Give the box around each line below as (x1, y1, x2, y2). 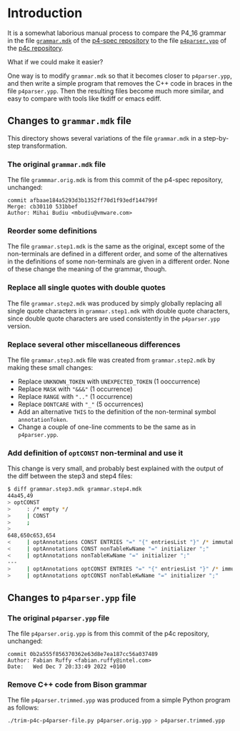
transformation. (21, 141, 68, 150)
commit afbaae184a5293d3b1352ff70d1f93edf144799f (7, 197, 159, 204)
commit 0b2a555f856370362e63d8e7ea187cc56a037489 (7, 651, 159, 658)
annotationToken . (17, 415, 69, 423)
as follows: (7, 703, 39, 712)
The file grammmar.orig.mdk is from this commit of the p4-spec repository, (7, 176, 224, 184)
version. (7, 321, 31, 330)
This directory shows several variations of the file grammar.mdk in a (7, 133, 202, 142)
